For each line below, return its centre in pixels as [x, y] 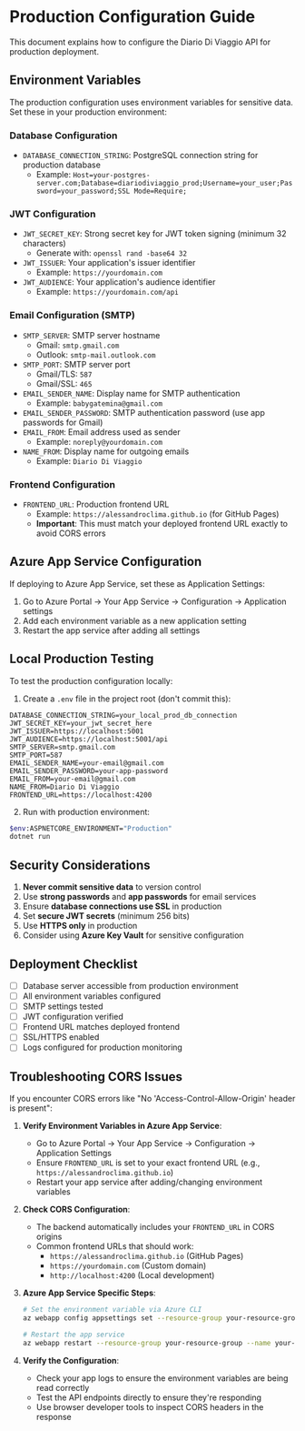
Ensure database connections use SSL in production [122, 906]
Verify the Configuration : [71, 1360]
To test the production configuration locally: [91, 680]
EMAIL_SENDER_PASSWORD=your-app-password [89, 771]
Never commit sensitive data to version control [112, 887]
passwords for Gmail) [63, 422]
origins [49, 1237]
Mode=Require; [161, 191]
